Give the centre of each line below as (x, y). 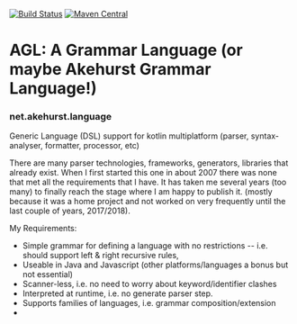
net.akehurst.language (61, 117)
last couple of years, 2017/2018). (70, 211)
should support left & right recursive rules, (100, 256)
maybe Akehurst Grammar (110, 70)
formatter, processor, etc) (92, 146)
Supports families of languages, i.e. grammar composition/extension (149, 303)
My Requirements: (43, 229)
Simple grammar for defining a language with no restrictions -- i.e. (145, 246)
